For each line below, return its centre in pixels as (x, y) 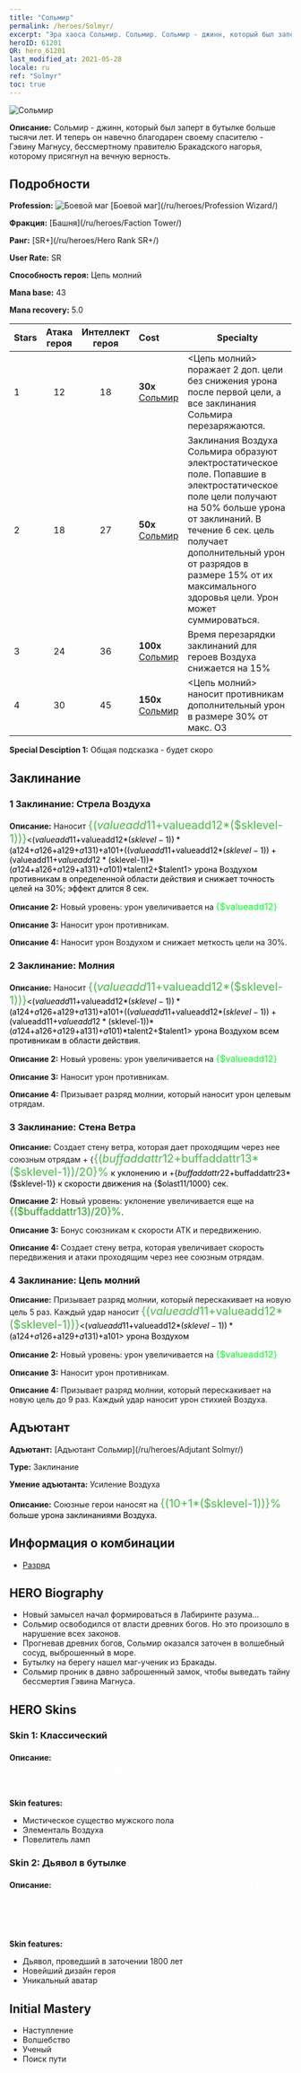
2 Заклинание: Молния (62, 966)
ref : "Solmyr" (36, 76)
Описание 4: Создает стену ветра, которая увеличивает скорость (137, 1247)
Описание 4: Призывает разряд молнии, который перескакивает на (140, 1390)
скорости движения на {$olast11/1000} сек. (146, 1183)
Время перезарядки (232, 635)
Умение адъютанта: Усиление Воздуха (85, 1484)
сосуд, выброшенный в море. (79, 1653)
